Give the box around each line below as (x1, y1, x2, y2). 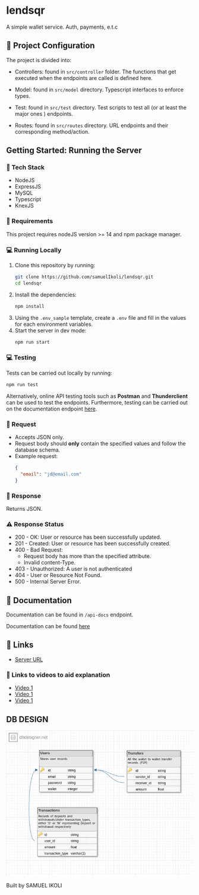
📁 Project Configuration (6, 41, 95, 51)
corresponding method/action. (14, 128, 90, 135)
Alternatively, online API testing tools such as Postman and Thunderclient (6, 392, 188, 400)
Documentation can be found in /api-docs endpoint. (6, 611, 134, 618)
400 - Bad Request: (14, 547, 64, 554)
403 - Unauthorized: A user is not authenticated (14, 565, 132, 573)
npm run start (14, 339, 50, 345)
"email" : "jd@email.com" (20, 471, 82, 477)
